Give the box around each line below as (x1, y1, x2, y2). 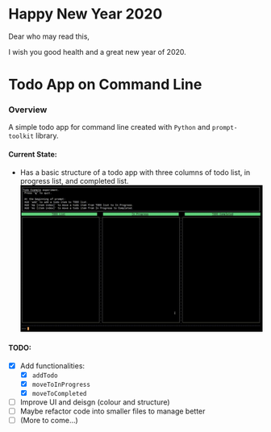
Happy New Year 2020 (8, 5, 163, 23)
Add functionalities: (19, 360, 85, 371)
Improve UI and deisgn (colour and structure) (19, 397, 171, 407)
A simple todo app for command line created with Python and (8, 123, 211, 132)
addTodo (31, 372, 58, 380)
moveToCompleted (31, 389, 87, 397)
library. (35, 131, 59, 141)
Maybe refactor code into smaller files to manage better (19, 406, 206, 416)
